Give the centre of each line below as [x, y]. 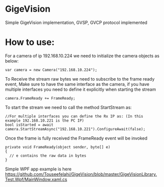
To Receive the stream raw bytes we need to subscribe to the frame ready [80, 79]
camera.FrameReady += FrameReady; [40, 98]
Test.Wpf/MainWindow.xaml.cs [36, 179]
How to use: [30, 42]
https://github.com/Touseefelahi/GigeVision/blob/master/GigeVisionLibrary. [81, 174]
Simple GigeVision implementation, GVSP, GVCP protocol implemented [76, 22]
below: [12, 61]
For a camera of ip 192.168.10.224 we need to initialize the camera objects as [82, 56]
